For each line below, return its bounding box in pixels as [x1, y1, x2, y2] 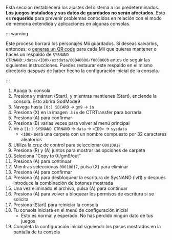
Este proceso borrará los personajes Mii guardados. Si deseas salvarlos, [6, 40, 158, 47]
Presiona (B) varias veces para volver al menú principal [13, 120, 130, 126]
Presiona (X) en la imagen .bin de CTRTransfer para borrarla [13, 110, 142, 115]
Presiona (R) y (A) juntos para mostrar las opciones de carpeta [13, 147, 145, 153]
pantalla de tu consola [13, 229, 60, 235]
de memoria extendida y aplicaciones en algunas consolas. [6, 20, 131, 27]
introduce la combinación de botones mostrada [13, 180, 113, 186]
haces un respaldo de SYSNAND [6, 51, 69, 57]
